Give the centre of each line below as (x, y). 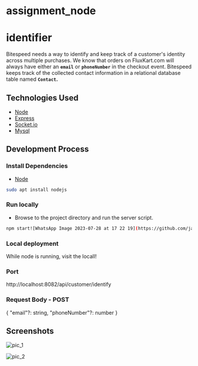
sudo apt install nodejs (37, 190)
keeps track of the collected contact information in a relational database (93, 73)
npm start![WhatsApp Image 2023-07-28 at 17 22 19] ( (72, 228)
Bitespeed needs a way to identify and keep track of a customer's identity (96, 54)
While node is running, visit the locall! (52, 256)
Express (24, 118)
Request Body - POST (38, 300)
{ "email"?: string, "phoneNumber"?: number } (62, 312)
